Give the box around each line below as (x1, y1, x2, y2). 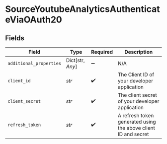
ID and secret (117, 131, 149, 138)
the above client (117, 125, 155, 131)
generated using (117, 118, 156, 125)
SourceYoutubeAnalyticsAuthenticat (5, 3, 160, 15)
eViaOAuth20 (5, 14, 62, 25)
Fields (5, 34, 25, 42)
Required (91, 49, 113, 55)
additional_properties (7, 61, 61, 66)
